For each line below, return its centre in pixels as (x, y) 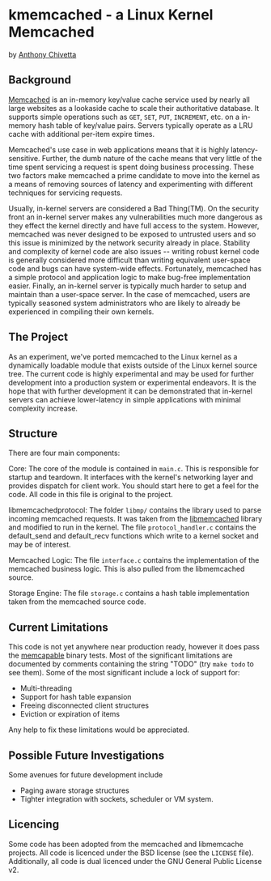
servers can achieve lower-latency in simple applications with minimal (125, 399)
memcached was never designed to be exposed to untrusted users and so (132, 234)
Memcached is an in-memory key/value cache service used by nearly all (129, 100)
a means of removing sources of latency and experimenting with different (131, 184)
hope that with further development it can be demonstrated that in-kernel (131, 391)
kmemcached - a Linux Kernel (111, 15)
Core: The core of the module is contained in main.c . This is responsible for (133, 469)
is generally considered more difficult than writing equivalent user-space (129, 260)
